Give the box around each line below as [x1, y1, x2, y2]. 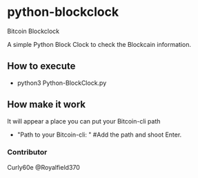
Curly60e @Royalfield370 [7, 163, 81, 171]
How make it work [7, 99, 86, 110]
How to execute [7, 60, 76, 72]
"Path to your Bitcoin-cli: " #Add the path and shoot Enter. [17, 130, 182, 139]
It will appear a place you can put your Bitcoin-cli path [7, 117, 161, 125]
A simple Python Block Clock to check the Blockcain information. [7, 40, 192, 48]
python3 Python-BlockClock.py [17, 79, 107, 87]
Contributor [7, 148, 48, 157]
